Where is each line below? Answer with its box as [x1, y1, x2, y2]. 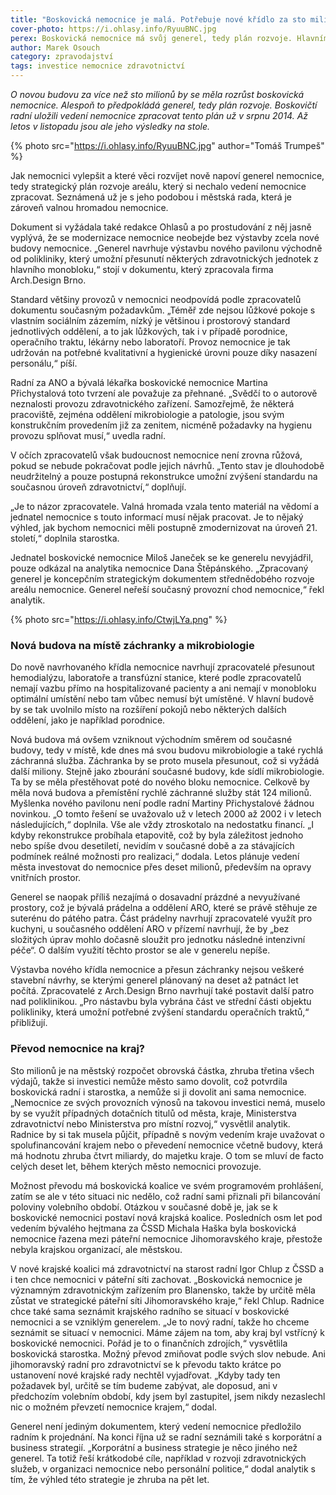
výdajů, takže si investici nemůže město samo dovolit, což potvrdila [10, 1075, 288, 1087]
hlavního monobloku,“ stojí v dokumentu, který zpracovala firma [10, 264, 274, 275]
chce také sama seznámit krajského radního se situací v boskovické [10, 1305, 290, 1317]
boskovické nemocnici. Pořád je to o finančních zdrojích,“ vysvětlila [10, 1337, 288, 1349]
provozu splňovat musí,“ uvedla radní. [10, 430, 167, 441]
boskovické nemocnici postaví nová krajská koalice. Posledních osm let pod [10, 1211, 323, 1223]
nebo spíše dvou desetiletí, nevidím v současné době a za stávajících [10, 840, 295, 852]
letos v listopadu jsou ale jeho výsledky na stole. [10, 121, 211, 132]
